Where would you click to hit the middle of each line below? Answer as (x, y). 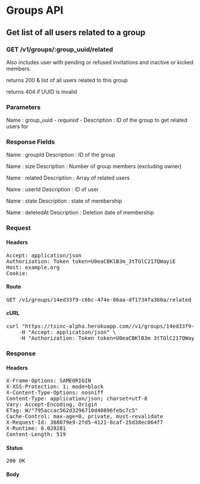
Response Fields (31, 142)
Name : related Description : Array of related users (68, 178)
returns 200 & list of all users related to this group (67, 80)
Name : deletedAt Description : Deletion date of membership (80, 213)
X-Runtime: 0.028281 (36, 429)
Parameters (23, 107)
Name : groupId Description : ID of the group (61, 155)
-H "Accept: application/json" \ (68, 332)
